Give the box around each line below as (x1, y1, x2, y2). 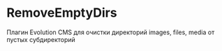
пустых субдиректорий (6, 35, 76, 43)
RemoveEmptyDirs (6, 5, 117, 21)
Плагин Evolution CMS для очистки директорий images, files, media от (6, 28, 215, 36)
